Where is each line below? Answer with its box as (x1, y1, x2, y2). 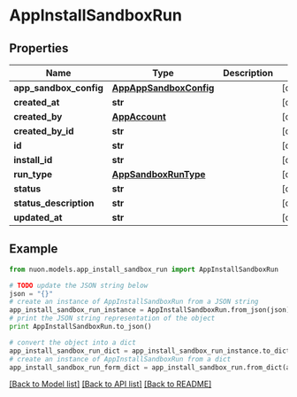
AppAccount (111, 111, 166, 122)
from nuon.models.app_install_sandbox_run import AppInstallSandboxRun (9, 265, 278, 274)
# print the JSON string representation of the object (9, 314, 216, 323)
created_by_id (13, 125, 74, 137)
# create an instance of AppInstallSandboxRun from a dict (9, 354, 232, 363)
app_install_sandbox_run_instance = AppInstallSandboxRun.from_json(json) (9, 306, 291, 315)
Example (9, 241, 58, 257)
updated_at (13, 212, 63, 223)
